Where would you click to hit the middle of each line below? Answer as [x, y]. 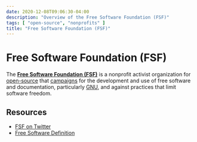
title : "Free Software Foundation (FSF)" [59, 28]
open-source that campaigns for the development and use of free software [98, 81]
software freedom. [29, 94]
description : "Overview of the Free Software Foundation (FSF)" [88, 17]
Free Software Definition [45, 133]
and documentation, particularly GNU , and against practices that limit [91, 87]
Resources [27, 112]
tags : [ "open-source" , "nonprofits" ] [56, 23]
